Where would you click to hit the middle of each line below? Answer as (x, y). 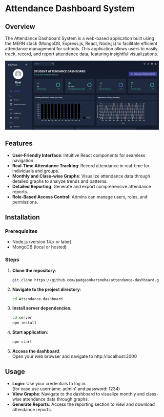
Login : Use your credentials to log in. (49, 383)
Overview (20, 27)
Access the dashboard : (36, 351)
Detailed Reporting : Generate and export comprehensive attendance (82, 186)
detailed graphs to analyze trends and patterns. (60, 181)
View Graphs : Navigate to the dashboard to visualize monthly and (78, 394)
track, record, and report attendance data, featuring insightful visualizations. (82, 54)
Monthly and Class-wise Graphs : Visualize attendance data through (81, 176)
